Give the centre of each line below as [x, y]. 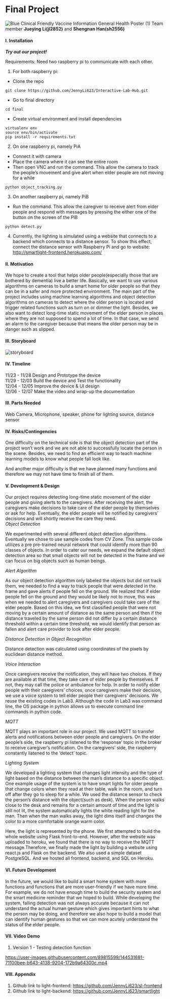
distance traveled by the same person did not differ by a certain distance [81, 618]
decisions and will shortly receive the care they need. [61, 519]
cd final [14, 110]
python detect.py [24, 227]
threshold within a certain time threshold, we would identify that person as [83, 624]
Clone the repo [28, 81]
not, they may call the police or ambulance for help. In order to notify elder [83, 685]
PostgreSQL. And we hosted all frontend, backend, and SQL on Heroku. [80, 858]
